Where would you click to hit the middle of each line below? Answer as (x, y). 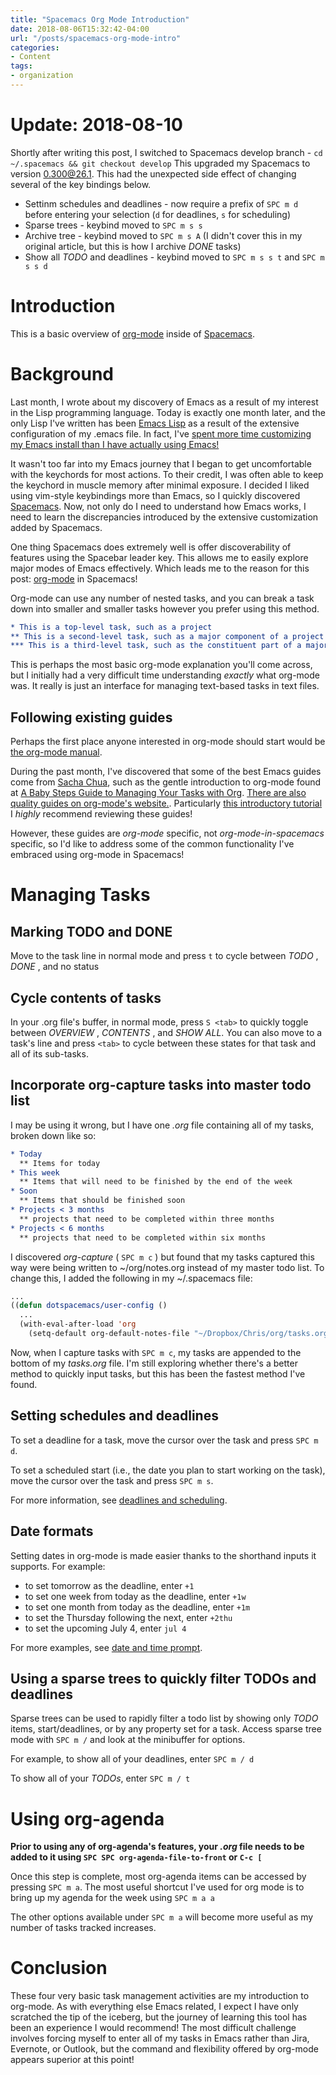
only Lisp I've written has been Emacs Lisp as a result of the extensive (155, 423)
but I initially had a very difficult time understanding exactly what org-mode (165, 675)
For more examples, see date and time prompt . (106, 1647)
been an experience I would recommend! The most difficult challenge (153, 2028)
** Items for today (60, 1163)
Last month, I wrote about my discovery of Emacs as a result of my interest (164, 402)
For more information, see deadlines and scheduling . (119, 1500)
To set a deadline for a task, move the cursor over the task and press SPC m (164, 1440)
